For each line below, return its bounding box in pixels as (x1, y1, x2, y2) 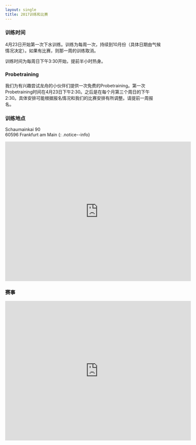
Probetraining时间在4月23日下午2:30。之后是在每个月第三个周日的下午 (5, 89, 150, 95)
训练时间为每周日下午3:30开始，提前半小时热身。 (5, 58, 106, 64)
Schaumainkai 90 (5, 127, 41, 132)
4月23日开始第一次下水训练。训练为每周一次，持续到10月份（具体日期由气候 (5, 41, 161, 47)
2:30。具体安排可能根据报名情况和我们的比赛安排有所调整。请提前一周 (5, 95, 149, 101)
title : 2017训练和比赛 (5, 12, 49, 17)
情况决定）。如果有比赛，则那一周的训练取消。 (5, 48, 98, 54)
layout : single (5, 7, 37, 12)
